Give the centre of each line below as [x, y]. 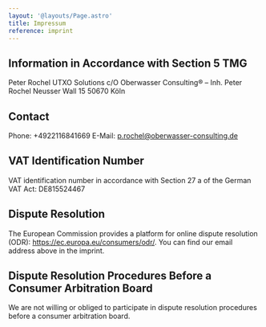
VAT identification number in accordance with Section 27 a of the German [130, 180]
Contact [29, 116]
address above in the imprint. [56, 251]
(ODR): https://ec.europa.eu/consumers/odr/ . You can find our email [121, 242]
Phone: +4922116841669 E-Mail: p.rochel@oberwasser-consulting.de [123, 136]
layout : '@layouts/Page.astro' [60, 16]
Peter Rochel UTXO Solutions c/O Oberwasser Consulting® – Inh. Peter [125, 83]
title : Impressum [37, 23]
